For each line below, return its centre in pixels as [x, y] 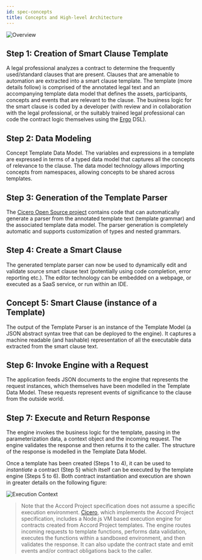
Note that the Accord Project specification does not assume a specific [108, 506]
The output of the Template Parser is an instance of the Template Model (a [99, 327]
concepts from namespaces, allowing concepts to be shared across [90, 172]
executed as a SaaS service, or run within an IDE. [67, 284]
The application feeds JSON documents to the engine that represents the [97, 380]
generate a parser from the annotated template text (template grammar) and [101, 218]
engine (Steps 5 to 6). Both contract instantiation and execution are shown [99, 476]
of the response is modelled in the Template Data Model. [77, 452]
